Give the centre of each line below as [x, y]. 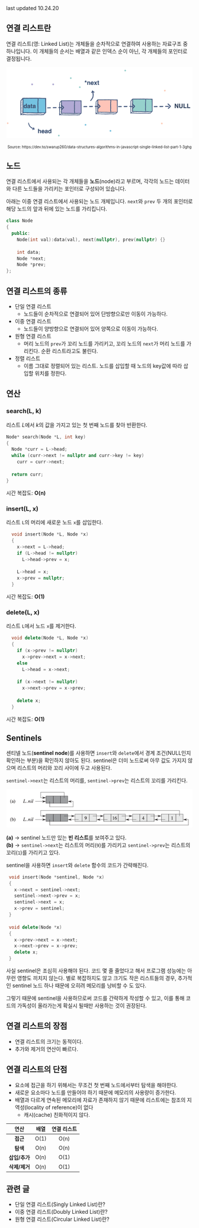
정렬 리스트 [28, 358]
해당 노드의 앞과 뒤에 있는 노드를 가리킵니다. [57, 209]
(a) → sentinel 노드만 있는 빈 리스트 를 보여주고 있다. [66, 837]
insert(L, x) [22, 508]
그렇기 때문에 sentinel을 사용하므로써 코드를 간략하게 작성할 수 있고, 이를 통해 [95, 998]
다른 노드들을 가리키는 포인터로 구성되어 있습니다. [69, 189]
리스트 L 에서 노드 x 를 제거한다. [41, 626]
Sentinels [24, 738]
